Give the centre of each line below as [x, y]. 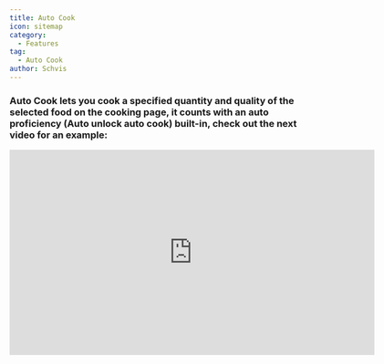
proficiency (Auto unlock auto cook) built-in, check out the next [153, 123]
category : [28, 35]
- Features [38, 43]
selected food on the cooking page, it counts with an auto [139, 112]
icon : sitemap [36, 26]
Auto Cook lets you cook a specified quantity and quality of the [152, 100]
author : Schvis [38, 69]
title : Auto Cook [42, 18]
